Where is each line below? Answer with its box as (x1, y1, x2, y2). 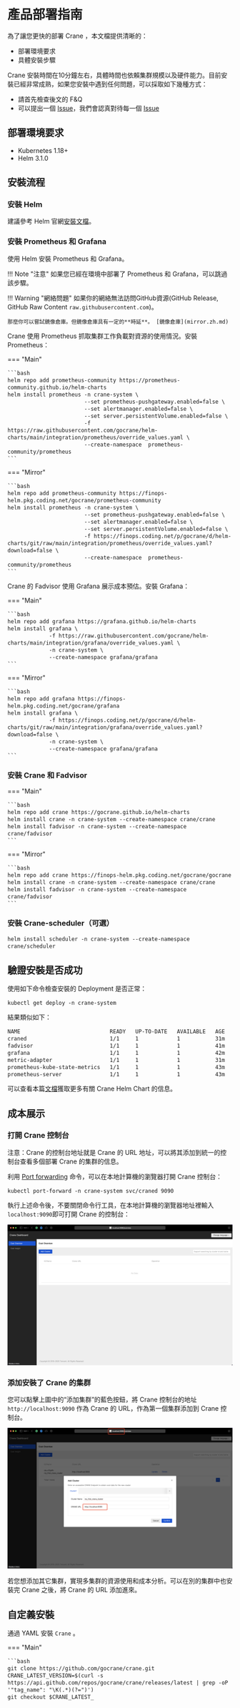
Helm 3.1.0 (17, 154, 49, 162)
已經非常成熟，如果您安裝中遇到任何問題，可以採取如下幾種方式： (13, 79, 208, 88)
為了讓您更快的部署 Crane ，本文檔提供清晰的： (7, 31, 148, 40)
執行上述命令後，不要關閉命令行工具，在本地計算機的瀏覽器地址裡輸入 (7, 1201, 214, 1209)
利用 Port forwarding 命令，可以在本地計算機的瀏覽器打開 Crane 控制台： (7, 1172, 223, 1181)
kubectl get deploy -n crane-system (7, 1000, 116, 1007)
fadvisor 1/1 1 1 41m (7, 1043, 225, 1050)
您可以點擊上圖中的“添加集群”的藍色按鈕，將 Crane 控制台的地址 (7, 1395, 197, 1404)
